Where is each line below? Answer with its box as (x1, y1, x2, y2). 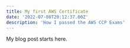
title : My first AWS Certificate (6, 8, 89, 15)
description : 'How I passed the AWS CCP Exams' (6, 19, 126, 25)
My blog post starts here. (6, 36, 68, 43)
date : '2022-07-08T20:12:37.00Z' (6, 14, 89, 20)
